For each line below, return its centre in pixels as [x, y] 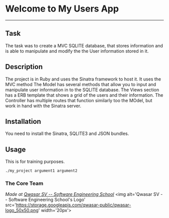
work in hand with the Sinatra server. [43, 106]
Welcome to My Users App [62, 9]
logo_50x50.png [22, 210]
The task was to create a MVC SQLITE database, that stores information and [84, 45]
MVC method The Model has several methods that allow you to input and [81, 84]
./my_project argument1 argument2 [41, 171]
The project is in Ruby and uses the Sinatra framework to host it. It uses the [83, 79]
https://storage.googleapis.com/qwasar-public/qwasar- [73, 205]
